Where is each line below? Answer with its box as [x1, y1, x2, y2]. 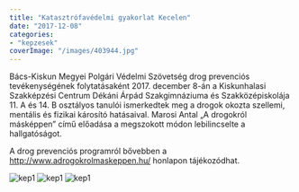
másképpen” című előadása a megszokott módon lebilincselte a [9, 118, 246, 130]
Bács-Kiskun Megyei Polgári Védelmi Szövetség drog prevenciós [9, 71, 250, 82]
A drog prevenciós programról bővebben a [9, 145, 168, 157]
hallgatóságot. [9, 128, 63, 139]
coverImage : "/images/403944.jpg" [9, 47, 140, 56]
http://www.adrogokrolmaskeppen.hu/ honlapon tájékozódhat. [9, 155, 240, 166]
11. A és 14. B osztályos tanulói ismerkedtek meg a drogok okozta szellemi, [9, 100, 285, 110]
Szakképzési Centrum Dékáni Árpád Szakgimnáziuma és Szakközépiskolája [9, 91, 290, 101]
